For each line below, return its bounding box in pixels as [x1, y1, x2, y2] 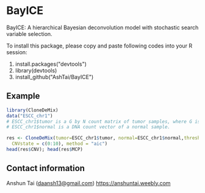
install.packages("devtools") [15, 60, 87, 68]
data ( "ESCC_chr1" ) [6, 113, 53, 119]
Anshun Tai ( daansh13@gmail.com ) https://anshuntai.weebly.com [6, 179, 171, 186]
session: [6, 48, 27, 55]
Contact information [6, 163, 85, 174]
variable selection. [6, 30, 53, 37]
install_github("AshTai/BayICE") [15, 73, 94, 80]
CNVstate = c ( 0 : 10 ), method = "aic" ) [12, 141, 108, 147]
